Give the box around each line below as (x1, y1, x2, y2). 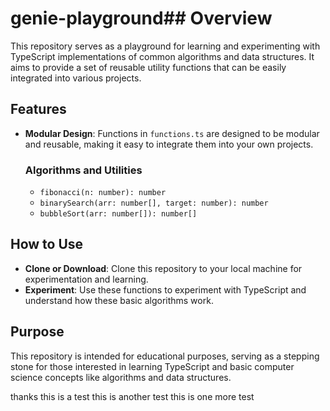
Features (10, 101, 67, 118)
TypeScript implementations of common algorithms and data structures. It (10, 50, 315, 62)
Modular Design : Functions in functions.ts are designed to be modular (24, 127, 320, 139)
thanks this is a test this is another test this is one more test (10, 390, 255, 402)
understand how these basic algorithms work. (24, 294, 214, 306)
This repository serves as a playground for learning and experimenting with (10, 40, 321, 52)
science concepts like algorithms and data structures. (10, 371, 232, 383)
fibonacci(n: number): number (39, 188, 167, 198)
